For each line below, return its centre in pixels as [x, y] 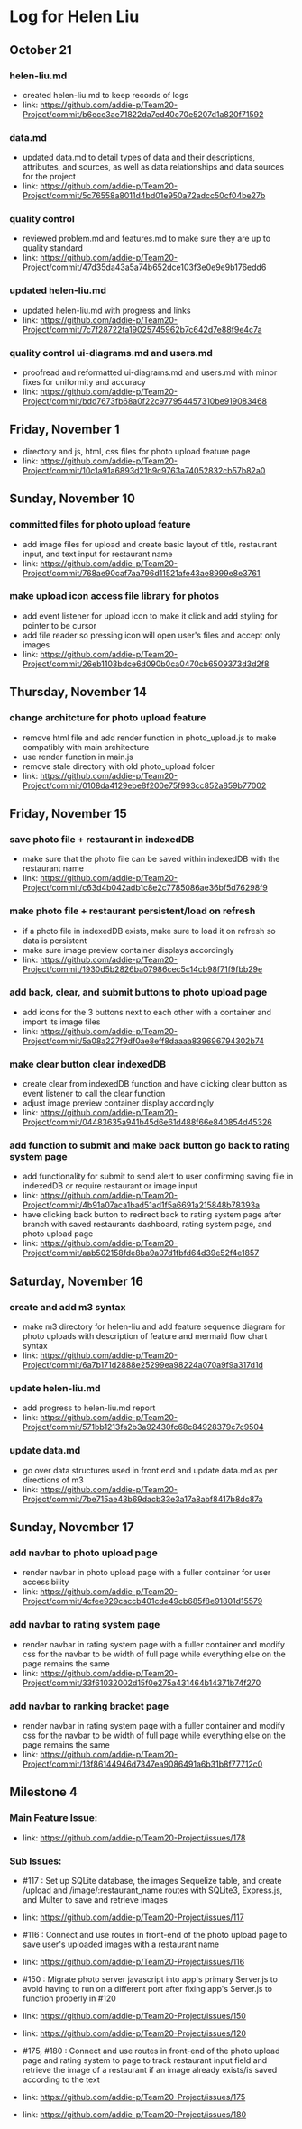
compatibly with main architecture [86, 747]
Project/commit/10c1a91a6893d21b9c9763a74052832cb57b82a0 [144, 470]
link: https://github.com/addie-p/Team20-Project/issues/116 [133, 1961]
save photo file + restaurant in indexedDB [102, 839]
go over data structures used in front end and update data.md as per [150, 1470]
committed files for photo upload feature [100, 525]
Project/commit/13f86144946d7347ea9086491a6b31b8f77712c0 [142, 1764]
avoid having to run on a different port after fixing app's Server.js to [147, 1988]
